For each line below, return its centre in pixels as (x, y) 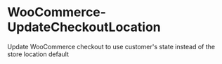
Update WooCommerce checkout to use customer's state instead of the (111, 46)
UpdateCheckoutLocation (84, 27)
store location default (38, 54)
